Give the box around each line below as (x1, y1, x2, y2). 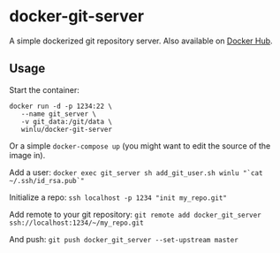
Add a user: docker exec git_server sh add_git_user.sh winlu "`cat (9, 166, 263, 178)
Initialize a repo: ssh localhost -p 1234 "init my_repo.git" (9, 192, 227, 203)
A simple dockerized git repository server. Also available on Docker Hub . (9, 35, 273, 46)
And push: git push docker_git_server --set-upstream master (9, 234, 238, 244)
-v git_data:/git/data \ (20, 117, 113, 126)
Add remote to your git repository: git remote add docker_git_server (9, 209, 262, 219)
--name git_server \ (20, 109, 97, 119)
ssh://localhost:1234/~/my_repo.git (9, 218, 144, 227)
